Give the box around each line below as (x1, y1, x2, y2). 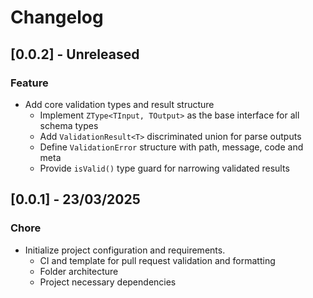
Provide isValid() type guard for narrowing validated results (39, 162, 290, 174)
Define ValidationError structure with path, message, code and (39, 141, 304, 153)
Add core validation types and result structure (24, 98, 215, 110)
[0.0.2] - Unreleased (10, 46, 140, 63)
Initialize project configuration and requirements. (24, 244, 226, 256)
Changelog (10, 6, 104, 29)
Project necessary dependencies (39, 276, 177, 288)
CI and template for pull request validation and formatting (39, 254, 276, 266)
